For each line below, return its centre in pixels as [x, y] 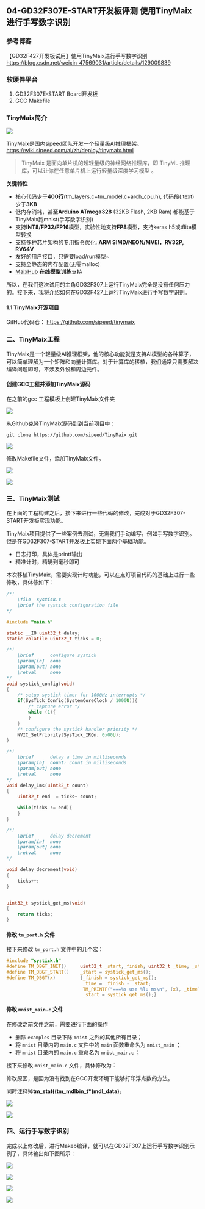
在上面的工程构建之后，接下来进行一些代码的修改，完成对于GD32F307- [96, 513]
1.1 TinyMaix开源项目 [33, 307]
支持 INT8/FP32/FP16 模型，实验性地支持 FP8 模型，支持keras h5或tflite [103, 227]
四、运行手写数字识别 [38, 1132]
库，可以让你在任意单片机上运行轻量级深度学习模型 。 [89, 171]
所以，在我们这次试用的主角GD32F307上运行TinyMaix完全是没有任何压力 [98, 285]
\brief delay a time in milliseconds [72, 757]
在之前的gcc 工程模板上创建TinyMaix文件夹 [61, 399]
